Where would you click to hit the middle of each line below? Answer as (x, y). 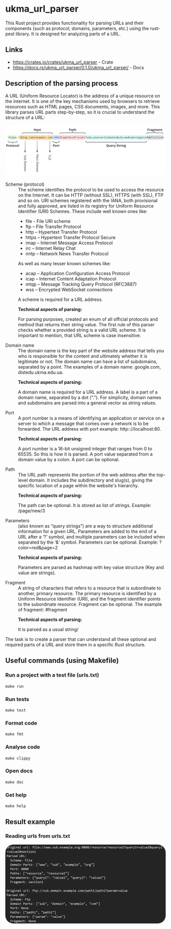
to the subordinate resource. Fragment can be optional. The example (90, 604)
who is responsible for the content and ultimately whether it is (83, 356)
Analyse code (23, 747)
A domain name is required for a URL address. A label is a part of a (88, 392)
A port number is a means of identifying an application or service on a (91, 418)
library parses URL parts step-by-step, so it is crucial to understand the (80, 112)
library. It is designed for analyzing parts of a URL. (68, 34)
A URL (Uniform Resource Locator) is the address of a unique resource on (83, 96)
